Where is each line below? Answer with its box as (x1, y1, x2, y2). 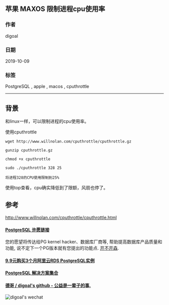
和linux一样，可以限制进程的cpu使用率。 (5, 118, 89, 124)
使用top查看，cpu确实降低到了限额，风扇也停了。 (5, 185, 108, 191)
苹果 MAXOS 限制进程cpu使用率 (5, 5, 106, 14)
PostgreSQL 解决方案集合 (5, 270, 59, 276)
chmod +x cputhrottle (5, 157, 51, 162)
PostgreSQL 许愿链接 (5, 226, 50, 233)
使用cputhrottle (5, 129, 37, 135)
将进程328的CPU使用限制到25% (5, 175, 59, 180)
